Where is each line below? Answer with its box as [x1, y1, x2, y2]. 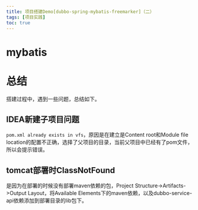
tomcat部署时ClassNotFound [6, 165, 115, 175]
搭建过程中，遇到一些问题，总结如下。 [6, 95, 100, 102]
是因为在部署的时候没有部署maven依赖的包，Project [6, 182, 134, 189]
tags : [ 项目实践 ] [6, 14, 46, 20]
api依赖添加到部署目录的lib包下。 [6, 197, 87, 204]
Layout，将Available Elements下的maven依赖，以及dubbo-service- [27, 190, 192, 197]
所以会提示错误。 [6, 146, 48, 153]
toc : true [6, 20, 31, 26]
